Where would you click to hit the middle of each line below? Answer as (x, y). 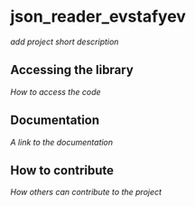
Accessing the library (72, 70)
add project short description (65, 42)
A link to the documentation (62, 142)
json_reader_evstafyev (98, 17)
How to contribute (62, 170)
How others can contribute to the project (86, 192)
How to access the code (56, 91)
